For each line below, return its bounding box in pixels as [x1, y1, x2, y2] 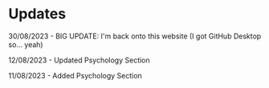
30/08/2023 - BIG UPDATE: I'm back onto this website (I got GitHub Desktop [8, 31, 262, 41]
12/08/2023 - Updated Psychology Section [8, 55, 150, 65]
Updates [8, 5, 67, 23]
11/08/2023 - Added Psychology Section [8, 70, 142, 80]
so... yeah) [8, 39, 43, 49]
